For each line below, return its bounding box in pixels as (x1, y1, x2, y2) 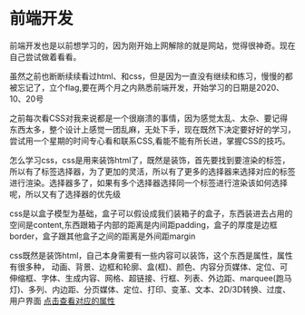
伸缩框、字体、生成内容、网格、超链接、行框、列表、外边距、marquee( (9, 272, 277, 283)
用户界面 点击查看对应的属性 (9, 295, 115, 306)
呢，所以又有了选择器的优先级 (9, 188, 121, 200)
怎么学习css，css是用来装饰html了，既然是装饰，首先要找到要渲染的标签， (9, 154, 290, 165)
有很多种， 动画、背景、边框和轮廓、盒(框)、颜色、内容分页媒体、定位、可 (9, 261, 289, 272)
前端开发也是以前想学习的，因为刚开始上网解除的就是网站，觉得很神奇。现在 (9, 40, 296, 51)
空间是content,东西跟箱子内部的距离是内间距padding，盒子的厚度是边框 (9, 219, 279, 230)
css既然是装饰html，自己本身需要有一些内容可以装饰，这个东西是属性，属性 (9, 250, 293, 261)
